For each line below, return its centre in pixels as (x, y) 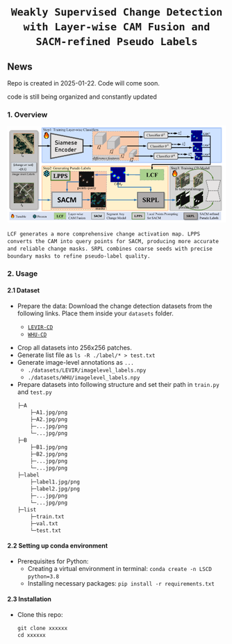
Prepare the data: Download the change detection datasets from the (115, 306)
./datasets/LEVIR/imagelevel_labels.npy (87, 370)
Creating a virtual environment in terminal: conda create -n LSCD (119, 568)
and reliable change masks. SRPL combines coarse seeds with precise (110, 249)
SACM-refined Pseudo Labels (117, 42)
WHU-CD (37, 335)
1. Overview (27, 115)
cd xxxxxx (32, 635)
